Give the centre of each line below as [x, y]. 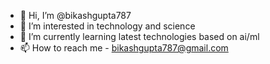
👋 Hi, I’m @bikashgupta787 [75, 15]
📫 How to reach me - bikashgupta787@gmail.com [124, 48]
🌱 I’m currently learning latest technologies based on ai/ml [139, 36]
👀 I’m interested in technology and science [107, 26]
